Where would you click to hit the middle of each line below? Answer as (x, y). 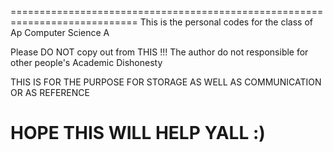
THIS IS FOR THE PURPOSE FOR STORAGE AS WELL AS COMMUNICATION (166, 82)
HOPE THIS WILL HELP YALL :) (138, 133)
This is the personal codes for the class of (226, 22)
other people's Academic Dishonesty (86, 62)
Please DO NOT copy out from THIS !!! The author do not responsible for (159, 52)
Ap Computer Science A (60, 32)
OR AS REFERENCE (50, 92)
